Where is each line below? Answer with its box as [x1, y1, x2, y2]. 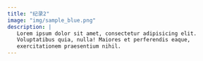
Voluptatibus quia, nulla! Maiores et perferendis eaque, [16, 36, 191, 43]
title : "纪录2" [7, 10, 50, 18]
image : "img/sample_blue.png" [7, 17, 97, 24]
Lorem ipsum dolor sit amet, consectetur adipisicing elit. [16, 29, 197, 37]
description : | [7, 23, 52, 30]
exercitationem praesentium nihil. [16, 43, 121, 50]
